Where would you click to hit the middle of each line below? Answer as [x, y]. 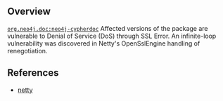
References [33, 73]
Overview [29, 12]
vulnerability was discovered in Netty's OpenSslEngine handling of [104, 43]
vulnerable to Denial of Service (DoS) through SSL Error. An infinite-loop [112, 36]
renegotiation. [27, 50]
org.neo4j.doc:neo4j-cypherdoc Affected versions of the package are [108, 28]
